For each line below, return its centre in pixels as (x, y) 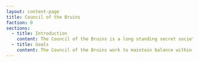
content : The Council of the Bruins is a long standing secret (97, 39)
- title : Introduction (39, 34)
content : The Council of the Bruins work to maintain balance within (105, 50)
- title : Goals (30, 45)
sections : (18, 28)
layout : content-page (33, 12)
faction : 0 (20, 22)
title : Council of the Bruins (44, 17)
